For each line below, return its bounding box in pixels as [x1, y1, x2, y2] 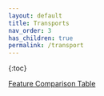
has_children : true [8, 34, 74, 42]
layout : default [8, 11, 62, 20]
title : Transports [8, 19, 70, 27]
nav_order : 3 [8, 26, 52, 34]
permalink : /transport [8, 42, 84, 50]
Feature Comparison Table [8, 79, 96, 89]
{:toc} [8, 63, 27, 73]
